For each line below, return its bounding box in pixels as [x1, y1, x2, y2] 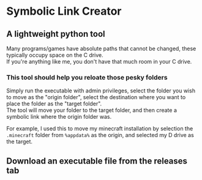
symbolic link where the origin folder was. [6, 113, 112, 121]
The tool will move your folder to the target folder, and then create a [6, 107, 178, 114]
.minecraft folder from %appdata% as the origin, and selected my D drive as [6, 132, 194, 139]
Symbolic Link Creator [6, 4, 122, 18]
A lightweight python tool [6, 29, 105, 39]
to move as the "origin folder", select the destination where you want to [6, 94, 186, 101]
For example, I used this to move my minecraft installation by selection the [6, 125, 193, 132]
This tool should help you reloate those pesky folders [6, 73, 168, 81]
